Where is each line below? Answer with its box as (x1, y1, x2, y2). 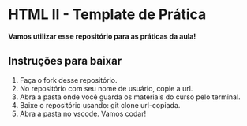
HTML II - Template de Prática (8, 6, 207, 24)
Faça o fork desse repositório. (19, 75, 118, 84)
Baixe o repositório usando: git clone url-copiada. (19, 100, 181, 109)
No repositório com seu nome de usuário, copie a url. (19, 83, 193, 93)
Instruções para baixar (8, 54, 122, 68)
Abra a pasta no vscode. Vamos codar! (19, 109, 147, 118)
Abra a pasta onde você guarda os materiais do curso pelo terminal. (19, 92, 241, 102)
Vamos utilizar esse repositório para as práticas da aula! (8, 31, 196, 41)
